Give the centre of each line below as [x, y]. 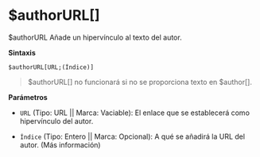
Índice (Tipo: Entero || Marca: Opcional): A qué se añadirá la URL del [132, 136]
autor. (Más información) [60, 144]
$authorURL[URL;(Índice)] [51, 67]
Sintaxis [22, 52]
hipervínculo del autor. [56, 121]
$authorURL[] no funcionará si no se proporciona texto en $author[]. [140, 82]
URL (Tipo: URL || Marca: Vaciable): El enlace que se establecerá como [135, 113]
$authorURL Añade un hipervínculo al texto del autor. [95, 37]
